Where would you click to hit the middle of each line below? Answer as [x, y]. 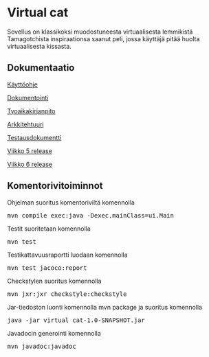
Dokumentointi [28, 97]
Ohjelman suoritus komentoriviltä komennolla [71, 202]
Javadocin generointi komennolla [54, 333]
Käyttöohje [22, 84]
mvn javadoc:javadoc [42, 346]
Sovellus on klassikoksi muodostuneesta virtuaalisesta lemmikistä [100, 32]
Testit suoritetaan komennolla [49, 229]
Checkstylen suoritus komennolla [54, 281]
